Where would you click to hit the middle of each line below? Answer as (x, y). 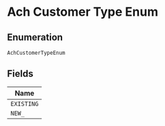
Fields (20, 74)
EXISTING (25, 104)
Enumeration (35, 37)
